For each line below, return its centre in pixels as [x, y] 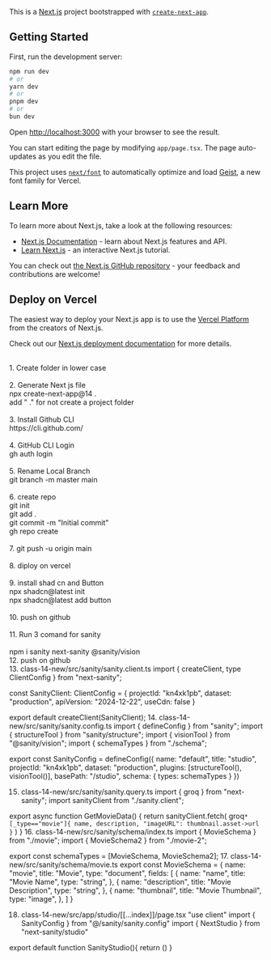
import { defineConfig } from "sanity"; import [188, 726]
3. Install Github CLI [42, 419]
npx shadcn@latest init [47, 591]
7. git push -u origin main [51, 548]
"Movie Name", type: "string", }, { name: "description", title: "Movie [120, 881]
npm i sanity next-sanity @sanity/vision [75, 652]
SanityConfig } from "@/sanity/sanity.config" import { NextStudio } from [140, 923]
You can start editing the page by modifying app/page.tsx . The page [123, 147]
